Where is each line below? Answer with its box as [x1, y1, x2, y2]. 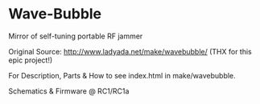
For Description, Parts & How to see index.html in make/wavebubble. [8, 70, 236, 80]
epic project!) [8, 55, 53, 65]
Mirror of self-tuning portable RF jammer [8, 31, 143, 41]
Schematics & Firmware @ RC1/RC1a [8, 86, 130, 96]
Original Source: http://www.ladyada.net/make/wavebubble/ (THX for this [8, 46, 252, 56]
